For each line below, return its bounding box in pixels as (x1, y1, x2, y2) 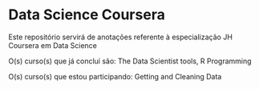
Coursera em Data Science (8, 40, 98, 50)
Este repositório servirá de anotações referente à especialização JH (8, 32, 233, 42)
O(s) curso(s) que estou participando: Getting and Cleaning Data (8, 71, 222, 81)
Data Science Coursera (8, 6, 166, 24)
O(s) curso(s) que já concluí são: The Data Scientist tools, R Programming (8, 56, 252, 66)
